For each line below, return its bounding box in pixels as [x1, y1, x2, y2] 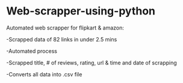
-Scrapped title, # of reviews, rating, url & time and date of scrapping [6, 59, 178, 66]
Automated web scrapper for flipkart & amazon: [6, 24, 125, 31]
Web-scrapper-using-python [6, 4, 155, 18]
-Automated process [6, 47, 57, 55]
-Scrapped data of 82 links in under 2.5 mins [6, 35, 117, 43]
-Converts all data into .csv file [6, 70, 82, 78]
